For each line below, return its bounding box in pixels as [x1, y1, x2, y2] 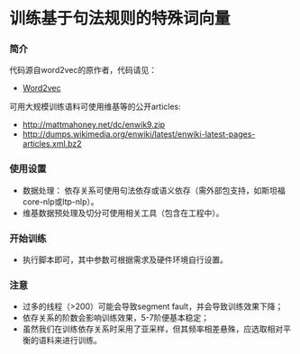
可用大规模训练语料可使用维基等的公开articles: [9, 101, 182, 113]
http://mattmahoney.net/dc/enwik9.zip [22, 119, 166, 131]
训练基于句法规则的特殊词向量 [9, 8, 232, 29]
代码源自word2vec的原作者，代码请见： [9, 65, 158, 76]
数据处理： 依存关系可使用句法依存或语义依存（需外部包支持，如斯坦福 [22, 185, 286, 195]
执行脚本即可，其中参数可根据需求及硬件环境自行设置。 [22, 254, 228, 266]
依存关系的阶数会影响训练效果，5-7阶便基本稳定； [22, 313, 210, 323]
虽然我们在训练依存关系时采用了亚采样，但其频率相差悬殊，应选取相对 [22, 323, 284, 334]
